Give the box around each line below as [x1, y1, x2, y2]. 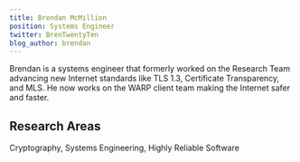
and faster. [9, 92, 50, 103]
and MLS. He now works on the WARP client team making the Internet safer [9, 82, 291, 93]
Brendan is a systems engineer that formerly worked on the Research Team [9, 63, 291, 74]
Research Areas [9, 119, 101, 134]
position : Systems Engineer [9, 22, 116, 31]
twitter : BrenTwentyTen [9, 30, 99, 39]
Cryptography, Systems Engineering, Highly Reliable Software [9, 142, 239, 154]
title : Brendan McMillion [9, 13, 107, 23]
